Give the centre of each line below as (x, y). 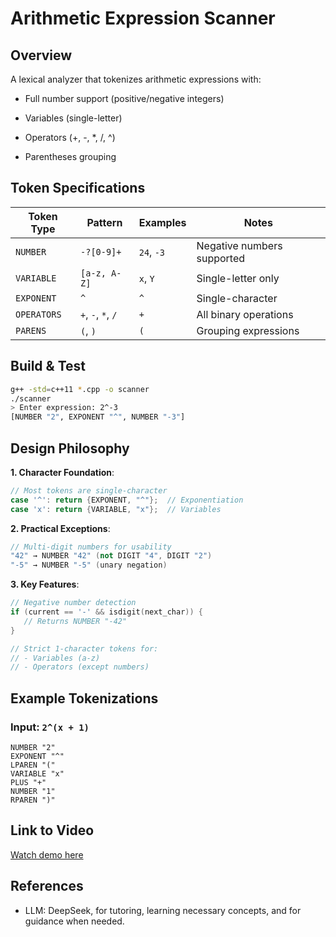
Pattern (104, 222)
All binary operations (245, 314)
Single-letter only (238, 278)
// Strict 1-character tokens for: (84, 648)
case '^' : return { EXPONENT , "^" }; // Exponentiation (127, 500)
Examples (162, 222)
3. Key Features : (45, 584)
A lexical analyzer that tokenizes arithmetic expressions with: (136, 79)
